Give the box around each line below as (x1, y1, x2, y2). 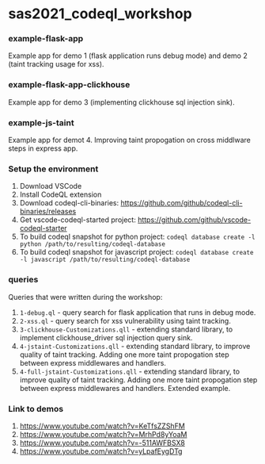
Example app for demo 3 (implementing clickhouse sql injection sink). (8, 97, 235, 107)
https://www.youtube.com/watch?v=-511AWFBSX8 (19, 438, 186, 447)
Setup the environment (8, 163, 99, 174)
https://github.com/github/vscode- (137, 215, 252, 224)
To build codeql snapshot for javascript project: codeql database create (19, 247, 254, 257)
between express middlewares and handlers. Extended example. (19, 383, 231, 393)
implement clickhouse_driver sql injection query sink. (19, 332, 193, 342)
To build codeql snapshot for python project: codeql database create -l (19, 232, 256, 242)
